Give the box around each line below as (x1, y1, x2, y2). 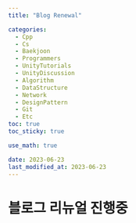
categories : (8, 25, 47, 34)
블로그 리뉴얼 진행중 (8, 199, 129, 217)
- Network (15, 91, 47, 99)
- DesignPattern (15, 99, 68, 106)
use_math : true (8, 142, 58, 149)
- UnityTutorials (15, 62, 72, 70)
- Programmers (15, 55, 61, 63)
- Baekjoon (15, 48, 51, 56)
